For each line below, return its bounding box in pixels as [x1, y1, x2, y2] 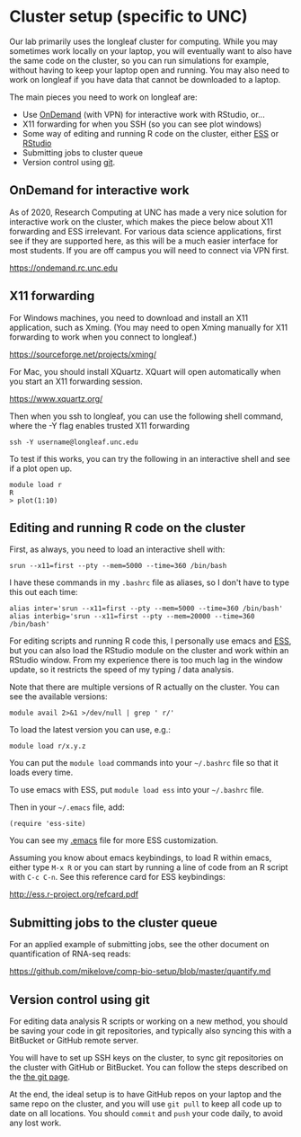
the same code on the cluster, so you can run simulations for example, [9, 55, 270, 66]
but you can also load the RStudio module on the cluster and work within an [9, 645, 289, 656]
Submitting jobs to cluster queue [22, 147, 144, 158]
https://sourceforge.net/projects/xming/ [9, 349, 157, 360]
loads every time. [9, 767, 74, 778]
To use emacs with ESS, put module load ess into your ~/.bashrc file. [9, 785, 264, 795]
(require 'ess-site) [9, 820, 87, 829]
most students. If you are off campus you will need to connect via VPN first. [9, 244, 289, 255]
